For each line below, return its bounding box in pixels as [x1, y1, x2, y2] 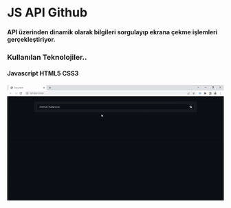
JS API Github [7, 5, 88, 21]
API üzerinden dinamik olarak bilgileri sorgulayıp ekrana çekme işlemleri [7, 27, 218, 36]
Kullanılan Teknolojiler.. [7, 52, 87, 62]
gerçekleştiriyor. [7, 35, 56, 43]
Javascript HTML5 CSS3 [7, 69, 79, 78]
